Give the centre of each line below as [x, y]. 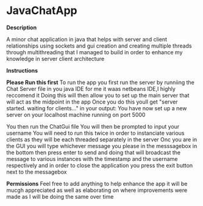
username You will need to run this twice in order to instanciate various [95, 133]
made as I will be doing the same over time [60, 196]
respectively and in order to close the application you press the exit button [100, 165]
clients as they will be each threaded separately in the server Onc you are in [102, 139]
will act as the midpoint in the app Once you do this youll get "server [92, 102]
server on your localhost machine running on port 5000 [76, 115]
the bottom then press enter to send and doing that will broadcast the [94, 152]
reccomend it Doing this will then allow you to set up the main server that [98, 95]
